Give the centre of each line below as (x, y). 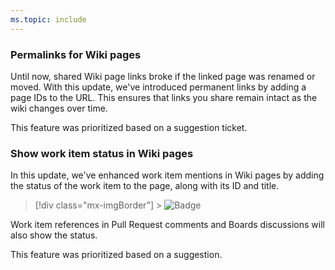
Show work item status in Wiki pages (102, 153)
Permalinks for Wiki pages (76, 54)
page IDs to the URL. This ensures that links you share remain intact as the (164, 97)
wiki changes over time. (59, 108)
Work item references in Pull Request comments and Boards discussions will (167, 225)
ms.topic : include (48, 19)
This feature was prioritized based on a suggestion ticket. (129, 127)
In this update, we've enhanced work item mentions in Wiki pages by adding (167, 175)
